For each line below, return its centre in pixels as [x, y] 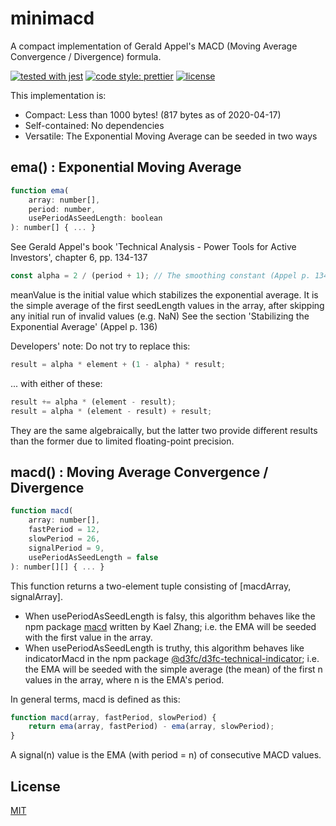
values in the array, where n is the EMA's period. [124, 679]
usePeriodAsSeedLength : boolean [95, 218]
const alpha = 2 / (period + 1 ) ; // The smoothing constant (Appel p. [160, 276]
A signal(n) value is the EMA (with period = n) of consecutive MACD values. [166, 755]
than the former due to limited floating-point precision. [122, 441]
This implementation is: [58, 95]
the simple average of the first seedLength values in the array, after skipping [167, 305]
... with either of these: [56, 383]
